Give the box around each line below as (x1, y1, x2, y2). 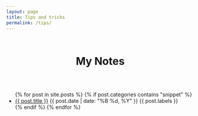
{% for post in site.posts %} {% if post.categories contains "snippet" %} (14, 91, 193, 98)
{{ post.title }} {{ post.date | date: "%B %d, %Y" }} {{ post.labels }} (14, 98, 178, 105)
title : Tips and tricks (6, 14, 66, 20)
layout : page (6, 8, 39, 15)
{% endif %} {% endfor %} (14, 104, 81, 111)
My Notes (75, 55, 125, 68)
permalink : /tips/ (6, 20, 52, 26)
